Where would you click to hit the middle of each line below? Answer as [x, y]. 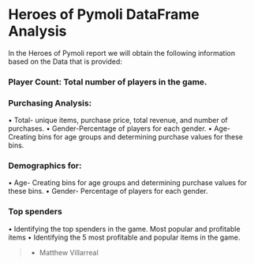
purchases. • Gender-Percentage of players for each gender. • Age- [120, 128]
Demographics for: [45, 165]
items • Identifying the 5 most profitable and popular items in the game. [124, 237]
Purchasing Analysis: [50, 102]
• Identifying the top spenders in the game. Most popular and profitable [124, 229]
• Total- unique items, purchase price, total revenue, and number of [118, 121]
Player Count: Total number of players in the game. [108, 82]
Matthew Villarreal [69, 252]
